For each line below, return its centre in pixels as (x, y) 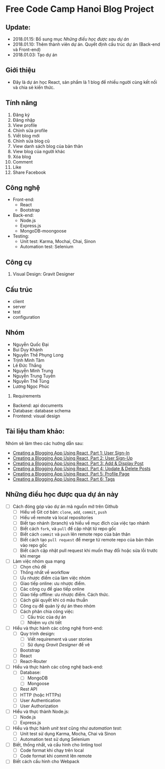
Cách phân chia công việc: (47, 611)
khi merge (30, 556)
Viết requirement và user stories (60, 639)
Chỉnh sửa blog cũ (31, 141)
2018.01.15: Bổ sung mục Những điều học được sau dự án (71, 39)
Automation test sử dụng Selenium (55, 739)
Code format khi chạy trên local (52, 750)
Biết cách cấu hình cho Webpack (46, 762)
